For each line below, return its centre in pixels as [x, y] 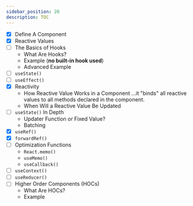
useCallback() [41, 165]
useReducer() [31, 178]
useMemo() [36, 159]
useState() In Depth [39, 112]
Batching [34, 125]
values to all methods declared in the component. [84, 99]
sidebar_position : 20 [33, 12]
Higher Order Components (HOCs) [57, 184]
